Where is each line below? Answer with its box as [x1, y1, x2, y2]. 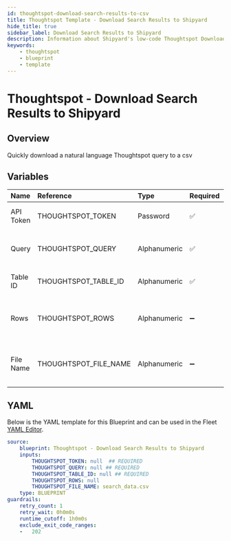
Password [137, 211, 170, 221]
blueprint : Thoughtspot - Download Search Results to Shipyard [19, 445, 205, 452]
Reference [37, 191, 72, 201]
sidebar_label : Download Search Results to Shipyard [7, 29, 162, 36]
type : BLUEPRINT [19, 489, 67, 497]
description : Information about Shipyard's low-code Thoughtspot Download [7, 36, 226, 43]
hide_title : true [7, 23, 57, 30]
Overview [7, 133, 50, 144]
